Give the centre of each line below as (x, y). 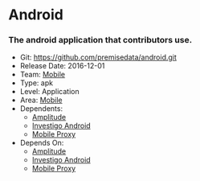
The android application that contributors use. (100, 40)
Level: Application (49, 92)
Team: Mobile (43, 75)
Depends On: (42, 143)
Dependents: (41, 109)
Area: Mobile (41, 100)
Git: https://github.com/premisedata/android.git (98, 57)
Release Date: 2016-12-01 (62, 66)
